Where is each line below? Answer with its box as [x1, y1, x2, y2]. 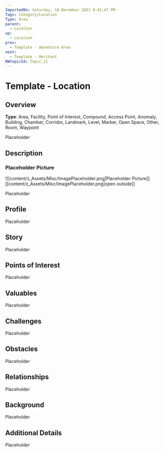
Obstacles [5, 345, 38, 353]
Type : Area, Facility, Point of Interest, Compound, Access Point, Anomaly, [5, 114, 157, 120]
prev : [5, 40, 17, 45]
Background [5, 401, 44, 409]
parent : [5, 21, 22, 27]
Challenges [5, 317, 42, 325]
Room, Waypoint [5, 124, 39, 131]
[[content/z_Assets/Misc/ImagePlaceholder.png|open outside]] [5, 181, 135, 187]
